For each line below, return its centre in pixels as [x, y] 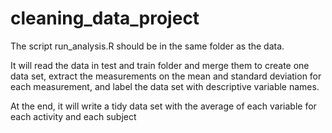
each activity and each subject [73, 116]
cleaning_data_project [105, 18]
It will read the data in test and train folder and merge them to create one [160, 65]
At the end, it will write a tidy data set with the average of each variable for [163, 106]
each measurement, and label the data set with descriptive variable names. [165, 86]
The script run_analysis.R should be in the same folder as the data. [147, 46]
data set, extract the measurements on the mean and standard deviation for [166, 76]
